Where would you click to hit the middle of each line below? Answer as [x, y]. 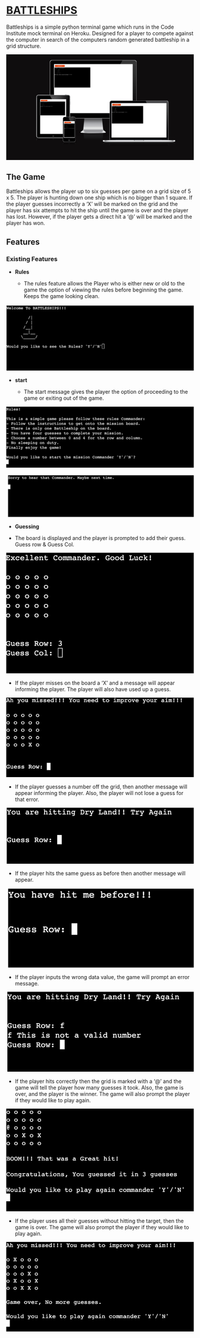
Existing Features [32, 259]
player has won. [26, 223]
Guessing [27, 527]
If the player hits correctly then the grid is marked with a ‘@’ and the [98, 1081]
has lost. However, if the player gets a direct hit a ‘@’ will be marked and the [99, 217]
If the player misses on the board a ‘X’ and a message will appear [95, 683]
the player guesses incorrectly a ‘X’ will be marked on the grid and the [92, 204]
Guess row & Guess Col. [44, 545]
